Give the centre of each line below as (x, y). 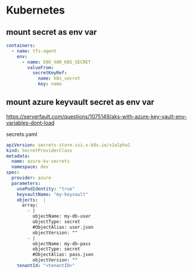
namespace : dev (30, 167)
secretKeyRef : (50, 73)
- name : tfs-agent (34, 51)
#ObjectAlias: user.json (63, 227)
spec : (13, 172)
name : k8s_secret (59, 78)
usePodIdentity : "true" (46, 189)
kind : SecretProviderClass (39, 150)
